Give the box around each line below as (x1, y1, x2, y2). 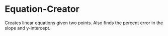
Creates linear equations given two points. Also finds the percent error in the (5, 20, 163, 26)
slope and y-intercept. (5, 25, 51, 31)
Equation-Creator (5, 3, 80, 15)
